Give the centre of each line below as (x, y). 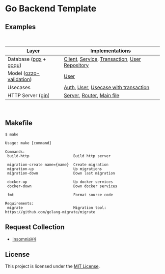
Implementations (110, 51)
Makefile (19, 123)
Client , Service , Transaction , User (102, 59)
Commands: (15, 152)
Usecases (19, 87)
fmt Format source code (60, 195)
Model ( (16, 73)
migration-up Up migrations (55, 169)
